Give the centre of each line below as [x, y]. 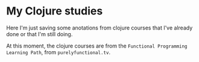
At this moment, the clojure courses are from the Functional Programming [97, 46]
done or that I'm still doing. [39, 34]
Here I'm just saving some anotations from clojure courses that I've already [99, 28]
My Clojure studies [55, 11]
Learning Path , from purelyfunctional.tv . [58, 52]
